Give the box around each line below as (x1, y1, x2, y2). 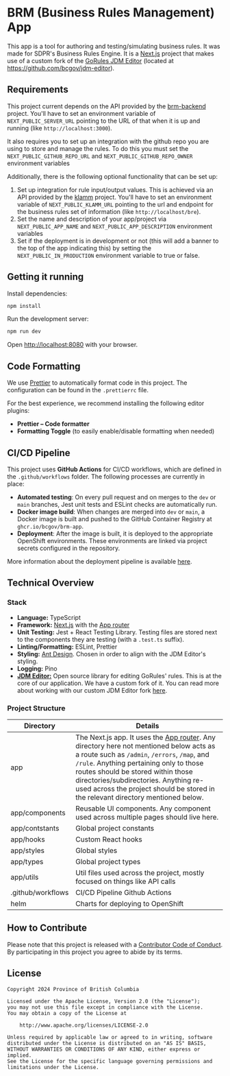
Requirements (7, 84, 68, 95)
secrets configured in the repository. (16, 544, 120, 552)
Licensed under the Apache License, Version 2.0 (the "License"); (7, 998, 201, 1005)
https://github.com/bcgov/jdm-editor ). (7, 64, 115, 72)
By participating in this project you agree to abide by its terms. (7, 948, 183, 956)
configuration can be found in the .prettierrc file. (7, 386, 149, 394)
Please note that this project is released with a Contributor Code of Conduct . (7, 940, 223, 948)
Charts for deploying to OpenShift (75, 898, 183, 908)
